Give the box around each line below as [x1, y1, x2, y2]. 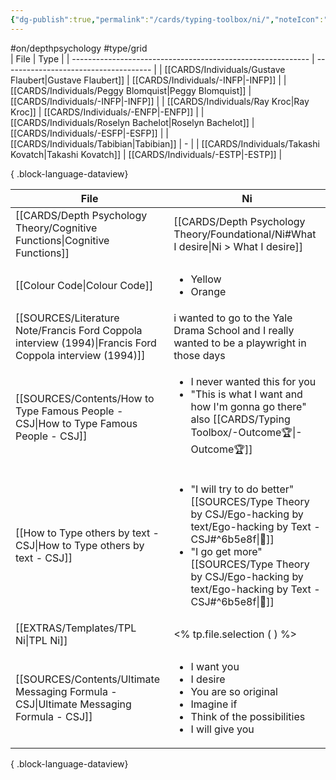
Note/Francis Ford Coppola [15, 323, 143, 337]
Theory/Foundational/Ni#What [173, 227, 317, 241]
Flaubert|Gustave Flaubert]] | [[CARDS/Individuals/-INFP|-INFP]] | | [10, 74, 287, 86]
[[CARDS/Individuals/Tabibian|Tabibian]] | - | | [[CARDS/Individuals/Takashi [10, 137, 320, 150]
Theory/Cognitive [15, 221, 98, 235]
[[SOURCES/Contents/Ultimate [15, 672, 160, 686]
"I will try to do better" [190, 482, 295, 496]
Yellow [190, 272, 222, 286]
